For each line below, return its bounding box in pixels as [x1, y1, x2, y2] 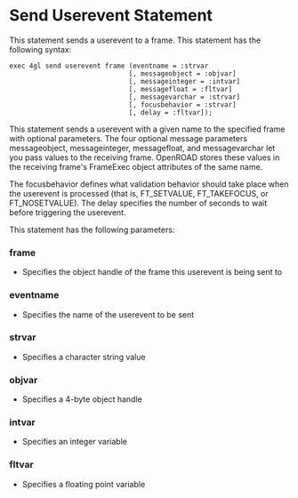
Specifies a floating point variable [21, 478, 146, 489]
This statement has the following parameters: [9, 224, 175, 235]
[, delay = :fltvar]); [128, 108, 213, 116]
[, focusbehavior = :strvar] [128, 100, 238, 109]
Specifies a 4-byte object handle [21, 394, 142, 405]
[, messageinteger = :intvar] [128, 76, 241, 85]
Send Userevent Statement [9, 5, 213, 26]
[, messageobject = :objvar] [128, 68, 238, 78]
